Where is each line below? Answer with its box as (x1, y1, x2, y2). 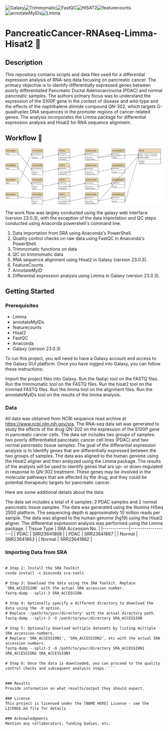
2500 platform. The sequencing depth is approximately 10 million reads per (5, 509, 160, 515)
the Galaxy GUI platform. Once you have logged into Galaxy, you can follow (5, 360, 160, 367)
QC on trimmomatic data (12, 251, 64, 257)
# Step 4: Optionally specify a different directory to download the (5, 601, 154, 606)
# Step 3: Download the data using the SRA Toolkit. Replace (5, 581, 136, 586)
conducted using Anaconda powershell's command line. (5, 220, 121, 226)
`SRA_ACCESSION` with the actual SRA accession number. (5, 586, 124, 591)
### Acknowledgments (5, 716, 49, 721)
